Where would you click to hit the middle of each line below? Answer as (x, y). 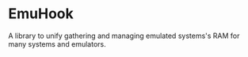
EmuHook (41, 14)
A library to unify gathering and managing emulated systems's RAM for (124, 36)
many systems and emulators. (57, 44)
